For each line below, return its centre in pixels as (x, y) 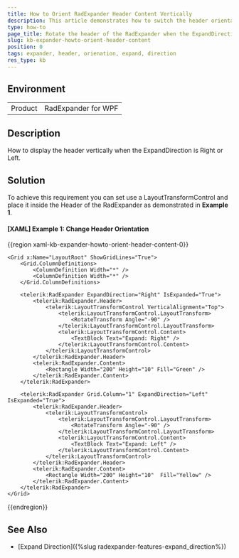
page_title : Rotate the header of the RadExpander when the (99, 34)
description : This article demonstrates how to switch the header (108, 21)
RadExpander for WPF (81, 108)
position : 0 (25, 47)
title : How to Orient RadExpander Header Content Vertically (100, 14)
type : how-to (27, 27)
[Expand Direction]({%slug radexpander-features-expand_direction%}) (122, 547)
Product (24, 108)
